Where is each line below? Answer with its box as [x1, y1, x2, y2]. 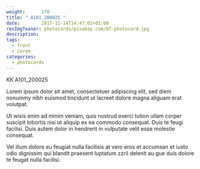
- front [11, 43, 31, 49]
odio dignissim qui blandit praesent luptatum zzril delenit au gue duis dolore [6, 149, 195, 157]
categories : [6, 54, 36, 60]
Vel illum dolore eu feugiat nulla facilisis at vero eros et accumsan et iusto [6, 143, 189, 150]
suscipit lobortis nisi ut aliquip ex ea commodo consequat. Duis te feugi [6, 118, 184, 126]
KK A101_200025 [6, 76, 48, 83]
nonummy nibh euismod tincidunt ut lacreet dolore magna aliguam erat [6, 94, 182, 101]
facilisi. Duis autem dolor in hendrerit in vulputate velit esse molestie [6, 125, 176, 132]
